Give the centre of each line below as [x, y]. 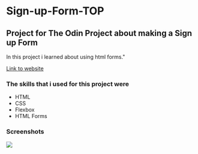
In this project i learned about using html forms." [66, 57]
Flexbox [25, 110]
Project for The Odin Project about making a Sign [99, 33]
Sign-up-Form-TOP [55, 11]
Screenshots [25, 132]
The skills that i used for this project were [68, 84]
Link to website [25, 68]
